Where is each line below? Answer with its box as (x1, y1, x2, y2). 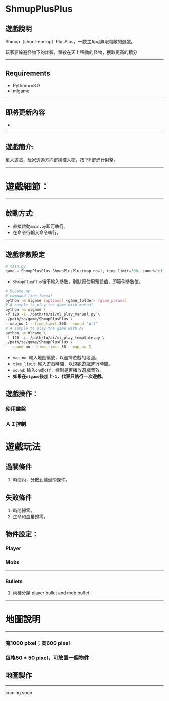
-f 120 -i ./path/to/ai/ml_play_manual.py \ (5, 312, 100, 317)
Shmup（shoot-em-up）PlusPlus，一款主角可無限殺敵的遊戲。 (5, 39, 136, 44)
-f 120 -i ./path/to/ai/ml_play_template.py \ (5, 335, 105, 340)
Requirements (5, 69, 50, 78)
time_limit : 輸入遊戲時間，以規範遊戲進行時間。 (12, 361, 113, 367)
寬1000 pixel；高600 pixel (5, 639, 70, 646)
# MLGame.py (5, 288, 30, 294)
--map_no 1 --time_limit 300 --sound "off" (5, 321, 98, 326)
